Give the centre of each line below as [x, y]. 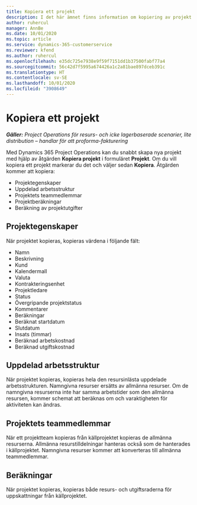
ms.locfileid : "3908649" [37, 89]
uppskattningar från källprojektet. [47, 496]
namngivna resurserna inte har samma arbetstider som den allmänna [90, 392]
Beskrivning [29, 258]
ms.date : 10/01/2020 [32, 34]
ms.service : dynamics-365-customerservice [59, 45]
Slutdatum [27, 328]
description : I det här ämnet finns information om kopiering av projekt [99, 17]
